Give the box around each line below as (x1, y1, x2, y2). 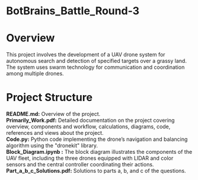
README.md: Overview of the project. (6, 110, 101, 118)
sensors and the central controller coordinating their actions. (6, 161, 154, 168)
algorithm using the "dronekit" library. (6, 142, 98, 149)
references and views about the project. (6, 130, 104, 137)
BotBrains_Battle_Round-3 (6, 4, 140, 18)
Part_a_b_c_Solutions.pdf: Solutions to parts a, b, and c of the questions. (6, 168, 186, 175)
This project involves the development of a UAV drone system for (6, 51, 165, 58)
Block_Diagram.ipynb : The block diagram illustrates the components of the (6, 149, 193, 156)
